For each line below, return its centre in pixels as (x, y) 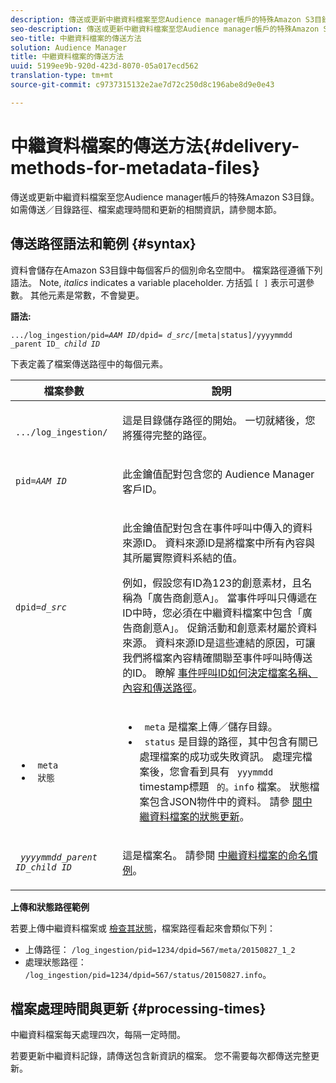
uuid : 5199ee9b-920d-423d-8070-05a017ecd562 (104, 66)
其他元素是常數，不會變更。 (87, 295)
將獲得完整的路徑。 (167, 435)
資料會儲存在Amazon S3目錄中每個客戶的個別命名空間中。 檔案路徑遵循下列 (166, 270)
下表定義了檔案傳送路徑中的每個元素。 (89, 363)
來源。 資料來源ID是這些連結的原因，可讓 (219, 643)
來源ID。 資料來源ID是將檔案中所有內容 (214, 543)
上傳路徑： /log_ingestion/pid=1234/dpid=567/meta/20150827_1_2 (160, 949)
